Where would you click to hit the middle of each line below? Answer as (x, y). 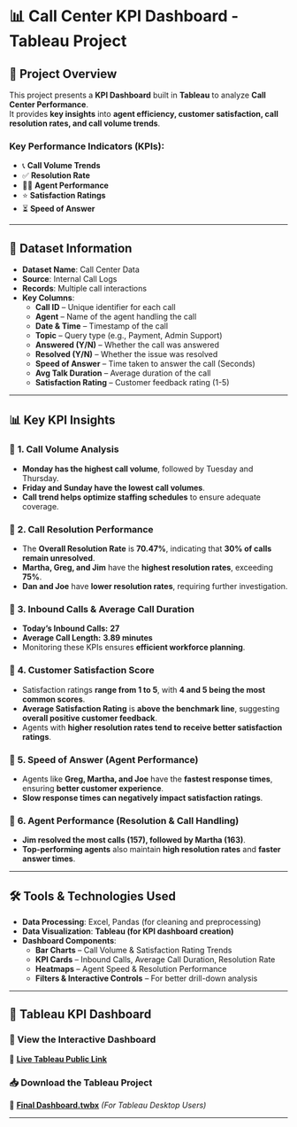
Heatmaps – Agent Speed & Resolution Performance (131, 969)
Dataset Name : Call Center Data (80, 269)
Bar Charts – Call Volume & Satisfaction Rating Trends (133, 950)
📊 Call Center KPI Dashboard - (124, 16)
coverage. (40, 506)
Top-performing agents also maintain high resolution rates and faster (151, 850)
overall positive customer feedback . (89, 718)
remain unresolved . (58, 558)
